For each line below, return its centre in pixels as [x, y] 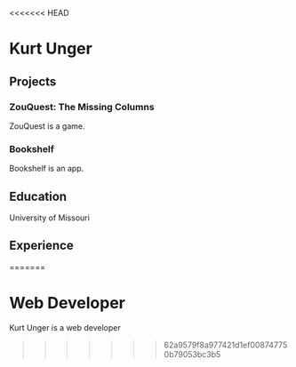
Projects [33, 81]
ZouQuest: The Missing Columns [82, 107]
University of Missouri [50, 218]
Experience [41, 246]
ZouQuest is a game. [47, 126]
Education [38, 196]
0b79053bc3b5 [192, 354]
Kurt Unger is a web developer [65, 327]
